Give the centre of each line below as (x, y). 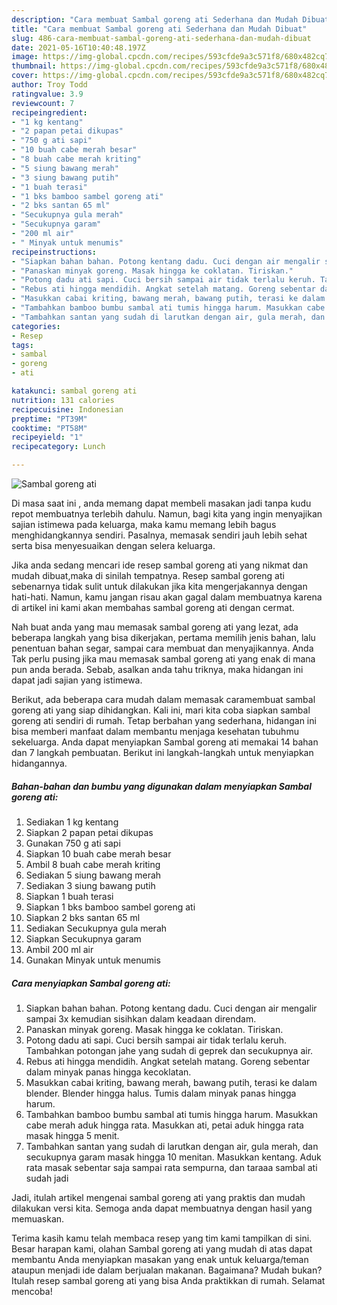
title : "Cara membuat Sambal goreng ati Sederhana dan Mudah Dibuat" (159, 29)
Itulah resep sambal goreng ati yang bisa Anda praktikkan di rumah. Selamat (168, 1280)
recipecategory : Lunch (58, 447)
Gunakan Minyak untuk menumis (93, 960)
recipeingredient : (49, 112)
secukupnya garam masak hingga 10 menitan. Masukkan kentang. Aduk (173, 1157)
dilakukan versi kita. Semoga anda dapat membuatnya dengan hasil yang (162, 1208)
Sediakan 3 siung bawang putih (90, 885)
